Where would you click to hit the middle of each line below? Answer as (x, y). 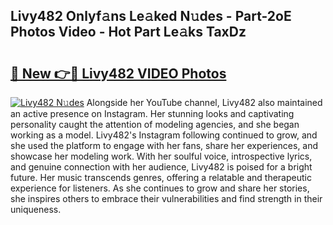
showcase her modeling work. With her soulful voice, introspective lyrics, (161, 156)
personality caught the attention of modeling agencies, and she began (155, 124)
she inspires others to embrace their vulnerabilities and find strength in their (166, 198)
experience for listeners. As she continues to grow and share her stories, (160, 188)
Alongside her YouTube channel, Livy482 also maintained (204, 102)
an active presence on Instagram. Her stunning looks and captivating (152, 113)
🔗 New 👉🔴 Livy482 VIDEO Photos (118, 73)
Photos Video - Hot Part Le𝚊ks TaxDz (128, 32)
